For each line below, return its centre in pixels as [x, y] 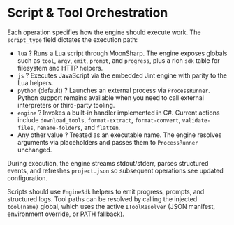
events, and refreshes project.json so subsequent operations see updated [115, 170]
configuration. [27, 178]
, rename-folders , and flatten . [77, 127]
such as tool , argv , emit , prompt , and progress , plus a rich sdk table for [118, 60]
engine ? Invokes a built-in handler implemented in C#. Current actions [118, 112]
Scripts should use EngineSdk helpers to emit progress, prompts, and [106, 191]
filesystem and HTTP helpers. [60, 68]
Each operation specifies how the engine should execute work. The [104, 32]
